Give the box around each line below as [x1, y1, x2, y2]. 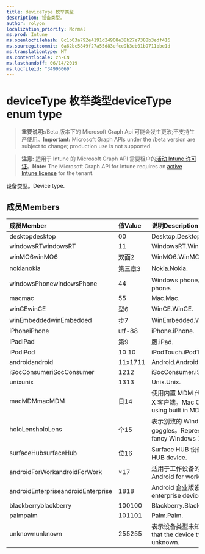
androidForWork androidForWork [9, 468, 103, 477]
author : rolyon [6, 20, 45, 26]
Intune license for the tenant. [21, 170, 94, 177]
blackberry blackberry [9, 502, 72, 510]
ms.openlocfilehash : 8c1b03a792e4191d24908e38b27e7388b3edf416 [6, 37, 171, 43]
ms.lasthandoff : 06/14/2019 [6, 60, 78, 66]
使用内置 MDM [151, 389, 193, 397]
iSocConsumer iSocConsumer [9, 368, 95, 376]
